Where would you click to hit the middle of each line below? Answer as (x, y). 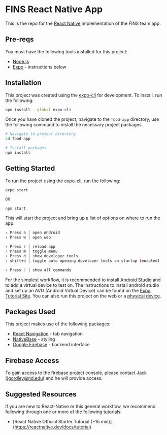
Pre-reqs (20, 39)
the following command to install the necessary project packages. (74, 125)
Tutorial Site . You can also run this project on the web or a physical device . (83, 296)
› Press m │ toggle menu (31, 251)
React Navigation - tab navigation (47, 334)
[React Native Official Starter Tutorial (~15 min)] (62, 421)
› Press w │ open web (28, 238)
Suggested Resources (41, 394)
